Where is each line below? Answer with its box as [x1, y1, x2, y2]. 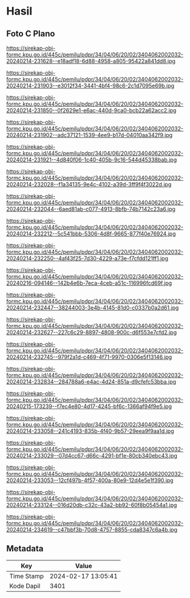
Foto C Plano [6, 29, 55, 39]
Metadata [6, 543, 44, 554]
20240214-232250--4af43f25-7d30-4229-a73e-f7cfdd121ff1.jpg [6, 255, 169, 262]
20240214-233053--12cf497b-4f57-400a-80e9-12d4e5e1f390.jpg [6, 477, 174, 484]
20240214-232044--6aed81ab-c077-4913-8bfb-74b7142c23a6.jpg [6, 205, 176, 212]
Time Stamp [9, 572, 44, 580]
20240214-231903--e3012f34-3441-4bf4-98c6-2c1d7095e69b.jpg [6, 82, 175, 89]
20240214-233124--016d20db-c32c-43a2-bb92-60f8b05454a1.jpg [6, 501, 177, 508]
